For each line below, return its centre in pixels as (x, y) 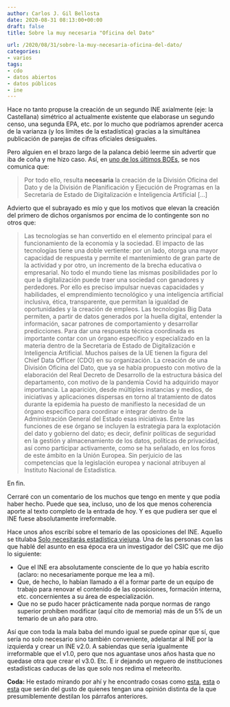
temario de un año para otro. (57, 619)
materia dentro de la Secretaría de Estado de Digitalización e (110, 346)
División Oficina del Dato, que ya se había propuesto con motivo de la (122, 368)
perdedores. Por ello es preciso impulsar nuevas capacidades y (114, 287)
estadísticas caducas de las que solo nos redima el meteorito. (94, 668)
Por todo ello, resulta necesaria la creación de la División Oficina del (121, 180)
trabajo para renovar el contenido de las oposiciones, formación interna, (119, 589)
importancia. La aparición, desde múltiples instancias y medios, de (118, 390)
